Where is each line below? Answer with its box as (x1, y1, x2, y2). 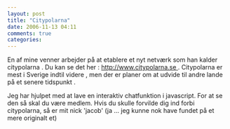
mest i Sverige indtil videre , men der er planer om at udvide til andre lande (7, 71, 223, 79)
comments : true (7, 29, 52, 37)
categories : (7, 36, 42, 43)
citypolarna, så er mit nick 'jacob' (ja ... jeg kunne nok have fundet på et (7, 107, 215, 115)
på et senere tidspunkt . (7, 78, 76, 86)
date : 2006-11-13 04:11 (7, 23, 77, 30)
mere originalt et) (7, 114, 57, 123)
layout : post (7, 10, 46, 18)
